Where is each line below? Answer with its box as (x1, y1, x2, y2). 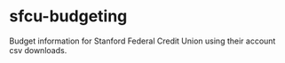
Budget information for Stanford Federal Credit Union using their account (9, 35, 276, 46)
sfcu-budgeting (9, 6, 128, 27)
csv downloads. (9, 44, 67, 55)
